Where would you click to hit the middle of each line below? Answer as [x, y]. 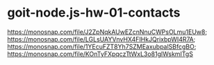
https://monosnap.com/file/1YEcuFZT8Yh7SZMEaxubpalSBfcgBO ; [102, 46]
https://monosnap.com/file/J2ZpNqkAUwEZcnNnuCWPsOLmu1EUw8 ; [107, 32]
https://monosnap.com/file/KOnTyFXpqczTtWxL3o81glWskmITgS [100, 54]
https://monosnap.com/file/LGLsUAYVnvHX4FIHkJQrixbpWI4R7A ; [101, 39]
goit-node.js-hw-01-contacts [94, 13]
